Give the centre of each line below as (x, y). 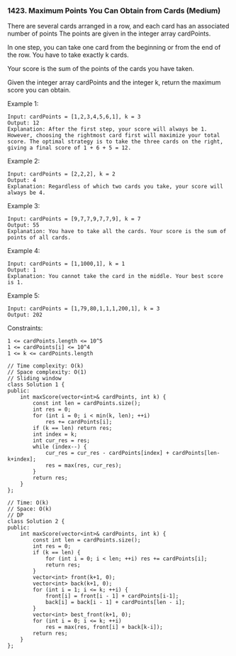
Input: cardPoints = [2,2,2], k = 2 (61, 174)
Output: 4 (22, 181)
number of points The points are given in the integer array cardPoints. (109, 33)
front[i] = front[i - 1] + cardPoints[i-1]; (112, 596)
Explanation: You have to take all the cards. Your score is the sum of (117, 232)
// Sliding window (34, 379)
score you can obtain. (39, 90)
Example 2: (24, 161)
